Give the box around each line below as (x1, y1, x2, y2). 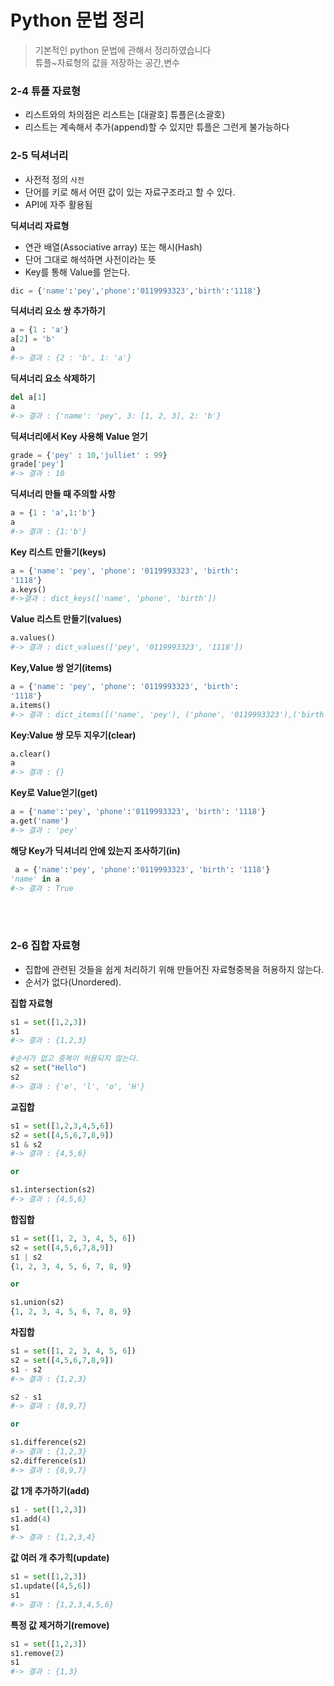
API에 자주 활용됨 (24, 198, 93, 210)
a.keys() (10, 584, 47, 595)
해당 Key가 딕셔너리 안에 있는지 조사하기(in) (10, 844, 181, 856)
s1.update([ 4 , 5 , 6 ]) (10, 1581, 92, 1591)
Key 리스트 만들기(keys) (10, 546, 107, 558)
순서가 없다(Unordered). (24, 976, 122, 988)
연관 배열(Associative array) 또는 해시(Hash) (24, 241, 203, 253)
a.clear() (10, 749, 52, 759)
